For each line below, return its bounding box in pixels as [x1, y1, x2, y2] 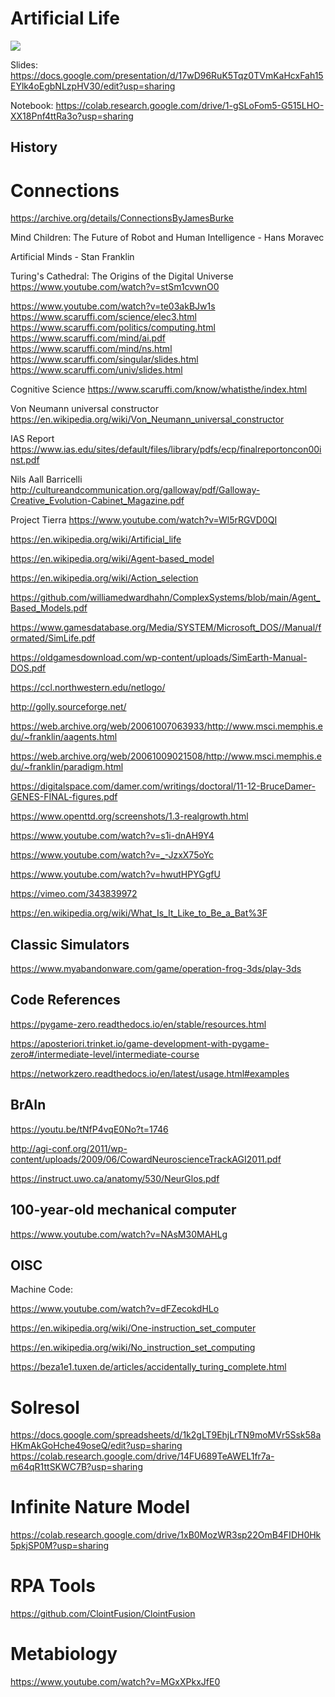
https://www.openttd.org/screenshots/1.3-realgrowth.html [10, 810, 249, 822]
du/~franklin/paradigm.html [10, 761, 124, 773]
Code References [10, 992, 121, 1009]
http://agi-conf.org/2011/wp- [10, 1142, 128, 1154]
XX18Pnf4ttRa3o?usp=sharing [10, 110, 134, 122]
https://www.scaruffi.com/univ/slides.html [10, 364, 183, 376]
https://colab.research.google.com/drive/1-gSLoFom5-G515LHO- [55, 99, 325, 111]
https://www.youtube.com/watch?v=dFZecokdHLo [10, 1303, 220, 1315]
